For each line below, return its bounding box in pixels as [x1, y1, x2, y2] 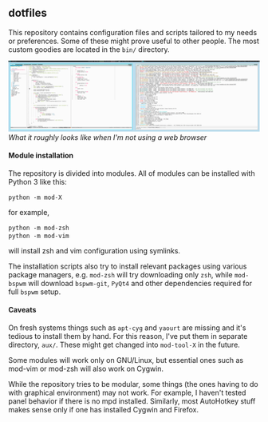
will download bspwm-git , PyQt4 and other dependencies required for [27, 278, 253, 288]
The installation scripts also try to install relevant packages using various [8, 261, 247, 271]
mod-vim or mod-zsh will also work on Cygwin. [8, 364, 164, 373]
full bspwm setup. [8, 287, 61, 297]
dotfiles [8, 6, 48, 20]
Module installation [8, 151, 74, 161]
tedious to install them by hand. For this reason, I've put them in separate [8, 331, 248, 340]
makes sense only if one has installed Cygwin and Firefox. [8, 404, 199, 414]
